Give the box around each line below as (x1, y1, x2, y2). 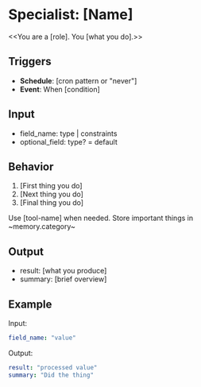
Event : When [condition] (19, 84, 101, 94)
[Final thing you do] (19, 198, 84, 207)
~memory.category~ (8, 222, 75, 231)
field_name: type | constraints (19, 129, 118, 138)
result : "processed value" (8, 363, 98, 371)
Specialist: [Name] (8, 6, 133, 24)
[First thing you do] (19, 181, 83, 191)
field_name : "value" (8, 334, 77, 342)
